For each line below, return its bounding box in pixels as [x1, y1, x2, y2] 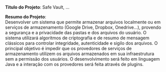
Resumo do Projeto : [5, 14, 47, 19]
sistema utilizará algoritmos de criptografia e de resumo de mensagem [5, 35, 150, 41]
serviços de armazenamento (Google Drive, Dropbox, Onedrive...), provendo [5, 24, 162, 30]
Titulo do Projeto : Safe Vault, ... [5, 4, 70, 10]
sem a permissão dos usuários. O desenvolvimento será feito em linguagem [5, 56, 160, 62]
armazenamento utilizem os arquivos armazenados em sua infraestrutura [5, 51, 155, 57]
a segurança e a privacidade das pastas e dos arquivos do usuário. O [5, 30, 147, 35]
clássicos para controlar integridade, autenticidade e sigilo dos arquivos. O [5, 40, 158, 46]
